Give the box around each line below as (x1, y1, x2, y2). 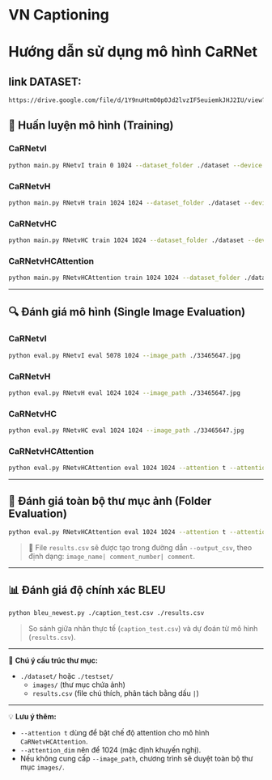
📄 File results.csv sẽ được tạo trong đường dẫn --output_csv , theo (28, 542, 253, 552)
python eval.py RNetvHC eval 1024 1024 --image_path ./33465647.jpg (8, 426, 244, 435)
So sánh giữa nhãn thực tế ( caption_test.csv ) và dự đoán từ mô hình (28, 623, 258, 633)
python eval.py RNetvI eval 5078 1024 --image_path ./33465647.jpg (8, 351, 241, 359)
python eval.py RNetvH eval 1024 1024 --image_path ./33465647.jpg (8, 389, 241, 397)
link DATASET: (8, 74, 82, 88)
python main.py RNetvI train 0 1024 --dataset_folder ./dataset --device (8, 161, 263, 169)
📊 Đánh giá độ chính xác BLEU (8, 583, 166, 597)
